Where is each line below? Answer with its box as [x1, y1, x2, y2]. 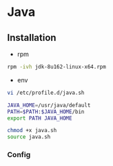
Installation [7, 32, 56, 44]
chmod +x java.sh [7, 127, 57, 134]
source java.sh [7, 133, 51, 140]
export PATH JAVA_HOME [7, 115, 72, 122]
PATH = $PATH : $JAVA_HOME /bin [7, 108, 85, 115]
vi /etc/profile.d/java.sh [7, 89, 85, 96]
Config [7, 150, 31, 160]
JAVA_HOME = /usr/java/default [7, 102, 91, 109]
